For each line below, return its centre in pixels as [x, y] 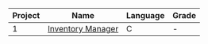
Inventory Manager [83, 29]
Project [26, 15]
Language [145, 15]
